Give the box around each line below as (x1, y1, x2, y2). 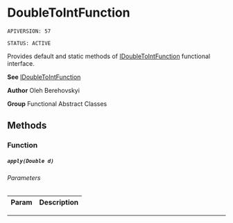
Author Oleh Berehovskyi (7, 86, 80, 94)
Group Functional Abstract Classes (7, 99, 107, 108)
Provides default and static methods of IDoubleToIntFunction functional (7, 52, 210, 60)
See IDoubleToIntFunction (7, 73, 81, 81)
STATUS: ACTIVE (7, 39, 51, 46)
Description (39, 197, 79, 207)
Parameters (7, 174, 41, 182)
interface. (7, 59, 35, 67)
